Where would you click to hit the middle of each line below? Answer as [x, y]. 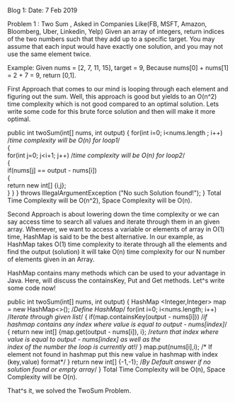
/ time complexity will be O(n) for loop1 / [64, 140]
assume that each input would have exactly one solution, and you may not [115, 46]
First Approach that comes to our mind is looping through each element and [118, 89]
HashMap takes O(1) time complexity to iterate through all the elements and [117, 244]
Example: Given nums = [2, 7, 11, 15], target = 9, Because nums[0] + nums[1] [118, 68]
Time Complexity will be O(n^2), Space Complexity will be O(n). [100, 200]
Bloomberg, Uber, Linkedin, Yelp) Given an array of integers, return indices [116, 31]
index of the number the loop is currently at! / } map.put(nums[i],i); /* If [110, 347]
